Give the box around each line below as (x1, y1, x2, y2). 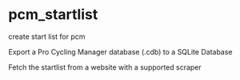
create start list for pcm (8, 32, 86, 41)
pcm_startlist (8, 6, 98, 24)
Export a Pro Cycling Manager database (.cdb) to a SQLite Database (8, 47, 234, 56)
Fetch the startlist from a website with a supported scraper (8, 62, 202, 72)
